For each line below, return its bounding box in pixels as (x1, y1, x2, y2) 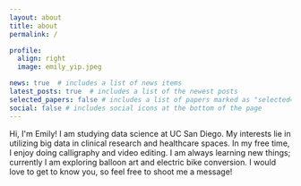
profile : (9, 46, 42, 55)
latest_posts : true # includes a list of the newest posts (9, 87, 239, 96)
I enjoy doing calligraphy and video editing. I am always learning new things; (9, 147, 291, 157)
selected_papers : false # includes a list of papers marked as (9, 95, 251, 104)
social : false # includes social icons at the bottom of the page (9, 104, 262, 113)
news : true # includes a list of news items (9, 79, 182, 88)
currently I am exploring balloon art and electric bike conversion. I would (9, 156, 277, 167)
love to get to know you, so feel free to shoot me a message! (9, 166, 233, 177)
